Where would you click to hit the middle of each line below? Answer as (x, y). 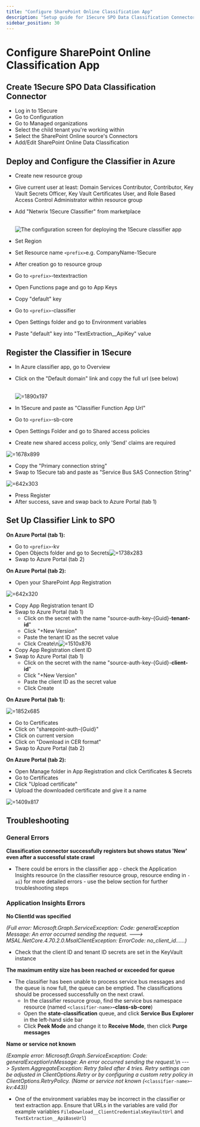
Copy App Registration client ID (53, 650)
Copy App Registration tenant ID (54, 605)
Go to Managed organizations (51, 124)
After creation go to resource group (58, 264)
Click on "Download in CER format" (58, 742)
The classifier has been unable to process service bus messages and (100, 981)
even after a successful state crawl (51, 857)
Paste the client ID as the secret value (70, 681)
